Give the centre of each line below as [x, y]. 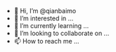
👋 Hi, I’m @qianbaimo [45, 11]
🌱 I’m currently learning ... [51, 26]
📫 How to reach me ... [46, 41]
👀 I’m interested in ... [44, 18]
